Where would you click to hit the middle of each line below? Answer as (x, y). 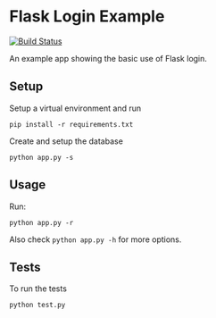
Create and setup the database (66, 141)
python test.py (37, 305)
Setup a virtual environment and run (75, 108)
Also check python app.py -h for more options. (96, 239)
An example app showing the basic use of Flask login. (108, 58)
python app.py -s (42, 157)
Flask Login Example (87, 17)
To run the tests (38, 289)
